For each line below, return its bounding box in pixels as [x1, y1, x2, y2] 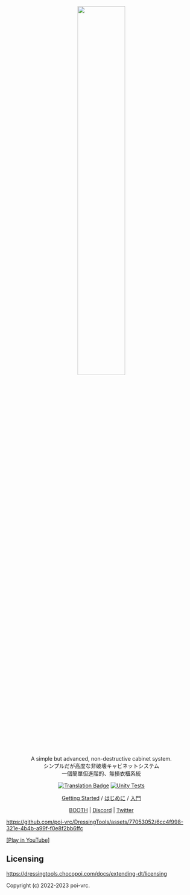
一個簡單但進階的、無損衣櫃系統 [62, 770, 141, 777]
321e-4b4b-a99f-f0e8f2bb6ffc [6, 825, 83, 831]
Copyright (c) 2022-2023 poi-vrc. [6, 882, 90, 889]
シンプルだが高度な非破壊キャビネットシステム [43, 762, 160, 769]
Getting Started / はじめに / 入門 [62, 795, 141, 801]
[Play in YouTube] [6, 836, 50, 844]
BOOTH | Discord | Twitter [69, 807, 134, 813]
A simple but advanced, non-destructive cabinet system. [31, 755, 172, 762]
